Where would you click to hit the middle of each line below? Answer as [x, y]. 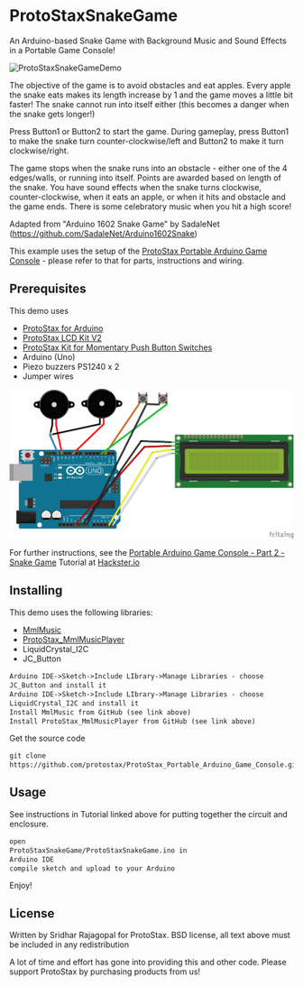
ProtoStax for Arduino [63, 328]
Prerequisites [48, 289]
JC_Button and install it [58, 685]
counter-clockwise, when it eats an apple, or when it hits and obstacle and [147, 197]
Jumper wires [48, 376]
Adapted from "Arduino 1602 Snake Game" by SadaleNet [115, 224]
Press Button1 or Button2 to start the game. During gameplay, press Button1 [149, 131]
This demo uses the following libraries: [81, 612]
